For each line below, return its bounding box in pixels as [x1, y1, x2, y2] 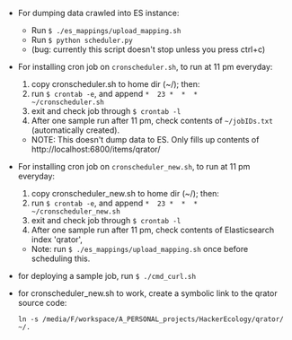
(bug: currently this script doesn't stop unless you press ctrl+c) [31, 44, 266, 55]
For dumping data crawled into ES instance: [17, 8, 180, 18]
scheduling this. [31, 253, 91, 264]
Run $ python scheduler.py [31, 35, 133, 45]
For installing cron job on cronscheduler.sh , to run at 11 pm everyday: [17, 62, 273, 72]
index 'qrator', [31, 234, 84, 245]
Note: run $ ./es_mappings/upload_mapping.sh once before [31, 244, 249, 254]
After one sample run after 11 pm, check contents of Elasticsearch [31, 224, 275, 235]
